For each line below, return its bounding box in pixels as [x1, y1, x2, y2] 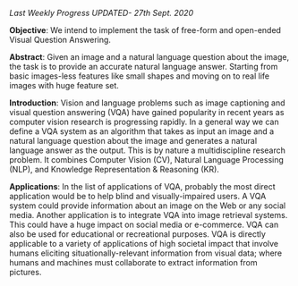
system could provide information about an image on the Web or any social [9, 200, 286, 211]
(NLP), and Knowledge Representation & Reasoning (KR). [9, 164, 219, 174]
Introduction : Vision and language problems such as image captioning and [9, 97, 285, 108]
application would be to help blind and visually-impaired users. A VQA [9, 191, 267, 201]
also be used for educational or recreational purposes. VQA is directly [9, 229, 267, 240]
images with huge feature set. [9, 80, 119, 90]
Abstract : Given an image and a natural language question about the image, [9, 52, 289, 62]
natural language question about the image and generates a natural [9, 136, 258, 146]
